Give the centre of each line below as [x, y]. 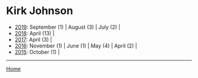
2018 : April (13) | [34, 33]
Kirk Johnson [40, 11]
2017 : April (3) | [33, 39]
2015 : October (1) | [37, 52]
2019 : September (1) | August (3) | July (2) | [67, 27]
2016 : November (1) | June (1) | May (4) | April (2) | [76, 46]
